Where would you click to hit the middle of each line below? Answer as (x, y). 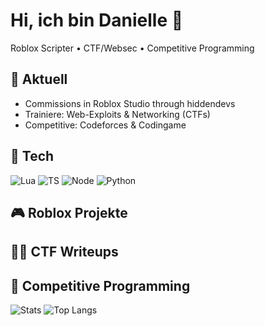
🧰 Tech (32, 156)
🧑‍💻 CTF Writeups (64, 252)
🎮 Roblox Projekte (69, 212)
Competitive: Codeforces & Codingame (105, 125)
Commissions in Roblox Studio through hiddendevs (130, 103)
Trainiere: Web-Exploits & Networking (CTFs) (117, 114)
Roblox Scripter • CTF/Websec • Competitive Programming (132, 48)
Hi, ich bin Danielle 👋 (97, 20)
